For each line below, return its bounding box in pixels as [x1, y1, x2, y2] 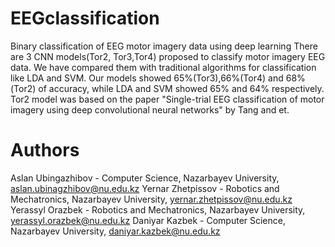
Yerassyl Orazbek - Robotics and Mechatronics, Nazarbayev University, [10, 203, 306, 216]
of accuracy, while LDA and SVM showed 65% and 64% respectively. [38, 82, 325, 94]
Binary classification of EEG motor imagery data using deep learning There [10, 40, 318, 52]
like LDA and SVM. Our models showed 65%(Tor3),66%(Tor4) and [10, 72, 284, 84]
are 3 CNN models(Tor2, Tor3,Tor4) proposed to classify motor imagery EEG [10, 50, 326, 62]
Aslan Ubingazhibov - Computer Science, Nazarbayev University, [10, 172, 280, 184]
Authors [10, 139, 80, 162]
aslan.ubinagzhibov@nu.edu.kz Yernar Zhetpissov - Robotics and [10, 182, 280, 194]
